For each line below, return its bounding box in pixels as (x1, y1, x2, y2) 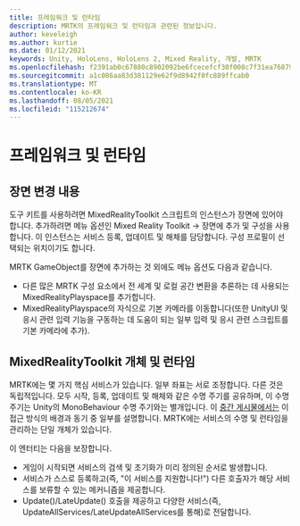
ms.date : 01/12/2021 (9, 46, 87, 55)
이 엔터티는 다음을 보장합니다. (9, 443, 112, 454)
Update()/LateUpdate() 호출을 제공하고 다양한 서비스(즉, (21, 496, 221, 506)
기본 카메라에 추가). (21, 325, 90, 336)
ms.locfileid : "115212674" (9, 104, 110, 113)
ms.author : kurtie (9, 38, 78, 47)
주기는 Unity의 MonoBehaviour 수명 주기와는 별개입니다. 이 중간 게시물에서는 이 (9, 402, 289, 413)
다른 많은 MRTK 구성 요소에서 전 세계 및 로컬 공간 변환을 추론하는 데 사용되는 (21, 280, 290, 291)
